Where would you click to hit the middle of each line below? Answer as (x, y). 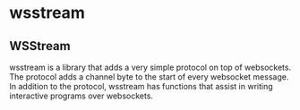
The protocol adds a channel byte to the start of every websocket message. (149, 77)
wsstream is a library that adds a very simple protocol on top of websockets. (150, 67)
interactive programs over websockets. (81, 96)
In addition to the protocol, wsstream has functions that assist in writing (141, 86)
